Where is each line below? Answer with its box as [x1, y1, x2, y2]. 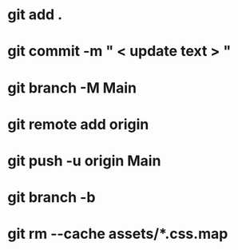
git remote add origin [7, 115, 149, 133]
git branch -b [7, 188, 96, 207]
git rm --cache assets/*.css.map [7, 225, 228, 243]
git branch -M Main [7, 78, 137, 97]
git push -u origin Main [7, 152, 161, 169]
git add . [7, 6, 63, 24]
